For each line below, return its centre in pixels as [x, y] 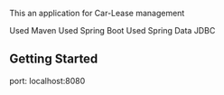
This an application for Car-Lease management [97, 13]
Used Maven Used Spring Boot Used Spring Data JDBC [112, 30]
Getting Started [54, 59]
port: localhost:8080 [47, 81]
